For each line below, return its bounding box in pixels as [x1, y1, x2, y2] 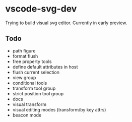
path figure [12, 47, 36, 53]
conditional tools [12, 80, 47, 86]
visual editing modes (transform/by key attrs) [12, 106, 106, 112]
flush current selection [12, 69, 59, 75]
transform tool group [12, 85, 56, 91]
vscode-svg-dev [5, 3, 77, 15]
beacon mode [12, 112, 42, 118]
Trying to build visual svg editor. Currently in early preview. [5, 20, 127, 26]
